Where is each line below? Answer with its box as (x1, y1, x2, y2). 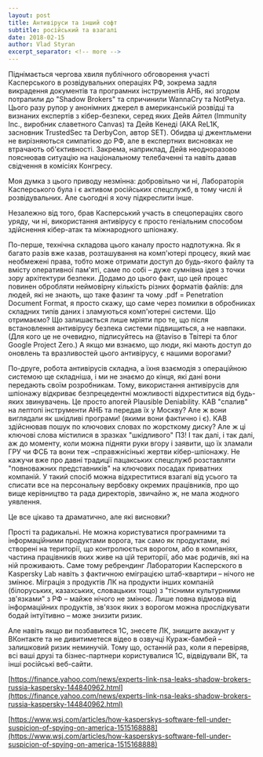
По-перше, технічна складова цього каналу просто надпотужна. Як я (8, 240, 241, 249)
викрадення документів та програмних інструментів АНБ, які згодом (8, 86, 240, 95)
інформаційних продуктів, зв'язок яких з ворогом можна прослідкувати (8, 602, 250, 612)
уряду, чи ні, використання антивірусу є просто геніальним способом (8, 217, 243, 226)
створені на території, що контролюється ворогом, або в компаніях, (8, 544, 238, 553)
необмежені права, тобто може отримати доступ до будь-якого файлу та (8, 257, 254, 266)
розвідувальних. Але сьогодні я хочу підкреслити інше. (8, 193, 194, 202)
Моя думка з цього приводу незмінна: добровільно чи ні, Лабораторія (8, 177, 244, 185)
